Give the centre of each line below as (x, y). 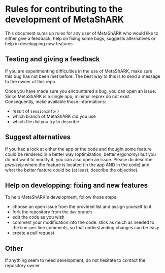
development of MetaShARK (65, 19)
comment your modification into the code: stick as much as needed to (83, 222)
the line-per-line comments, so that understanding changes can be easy (85, 228)
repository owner (23, 266)
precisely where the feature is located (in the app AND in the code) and (77, 165)
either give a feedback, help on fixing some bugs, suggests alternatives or (80, 38)
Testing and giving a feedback (52, 59)
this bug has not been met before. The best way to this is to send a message (83, 76)
